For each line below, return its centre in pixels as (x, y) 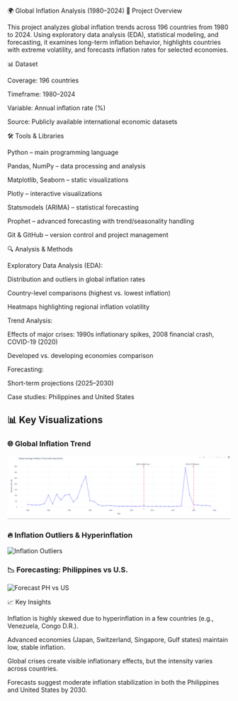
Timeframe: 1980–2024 (41, 94)
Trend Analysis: (30, 320)
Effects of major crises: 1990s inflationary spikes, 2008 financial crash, (111, 334)
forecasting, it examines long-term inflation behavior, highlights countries (114, 42)
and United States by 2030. (47, 690)
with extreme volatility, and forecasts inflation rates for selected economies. (118, 50)
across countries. (33, 668)
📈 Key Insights (29, 602)
